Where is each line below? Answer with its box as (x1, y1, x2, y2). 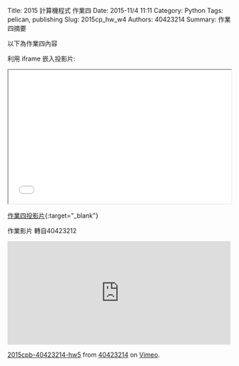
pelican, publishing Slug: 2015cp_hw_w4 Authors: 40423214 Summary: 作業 (7, 15, 231, 24)
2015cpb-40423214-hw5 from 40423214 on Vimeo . (7, 350, 161, 359)
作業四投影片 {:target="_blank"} (7, 211, 98, 220)
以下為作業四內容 (7, 39, 58, 48)
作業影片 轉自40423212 (7, 227, 77, 235)
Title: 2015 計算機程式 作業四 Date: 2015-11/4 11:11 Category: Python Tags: (7, 6, 223, 14)
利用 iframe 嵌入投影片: (7, 54, 76, 63)
